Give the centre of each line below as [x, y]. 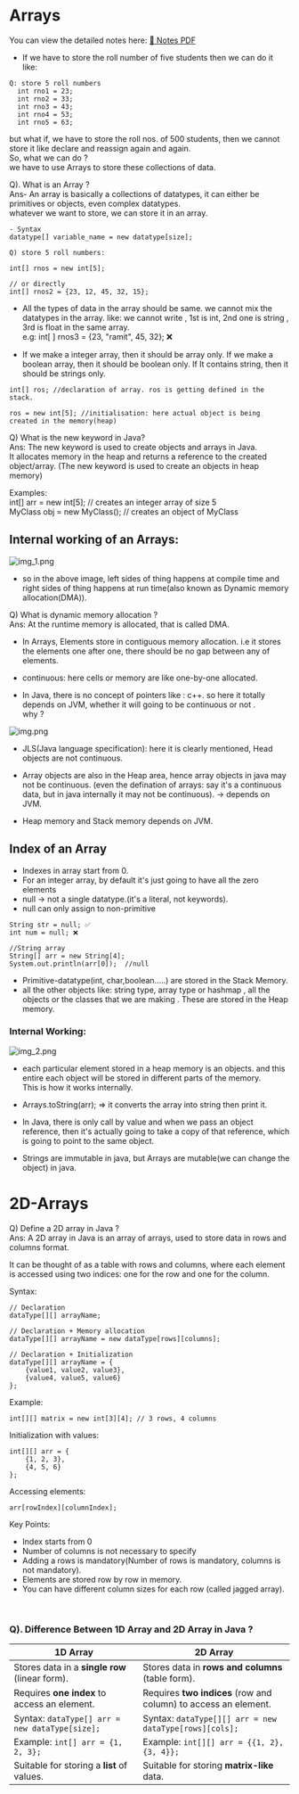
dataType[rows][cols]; [190, 1729]
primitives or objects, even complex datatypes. [95, 203]
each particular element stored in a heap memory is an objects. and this [154, 1068]
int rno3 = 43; [45, 107]
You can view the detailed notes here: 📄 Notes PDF [102, 40]
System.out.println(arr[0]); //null [79, 964]
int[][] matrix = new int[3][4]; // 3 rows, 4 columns [113, 1419]
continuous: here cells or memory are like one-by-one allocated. [140, 678]
